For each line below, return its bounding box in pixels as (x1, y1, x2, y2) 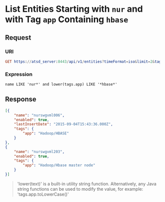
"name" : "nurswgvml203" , (14, 149, 65, 154)
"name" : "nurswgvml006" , (14, 113, 65, 118)
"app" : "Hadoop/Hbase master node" (23, 163, 96, 168)
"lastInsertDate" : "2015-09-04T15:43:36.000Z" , (14, 122, 113, 127)
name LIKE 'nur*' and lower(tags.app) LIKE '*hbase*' (5, 82, 118, 87)
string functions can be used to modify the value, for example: (17, 186, 143, 192)
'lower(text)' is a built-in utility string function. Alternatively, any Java (17, 180, 157, 187)
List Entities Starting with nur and (5, 3, 143, 15)
